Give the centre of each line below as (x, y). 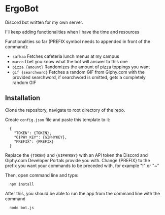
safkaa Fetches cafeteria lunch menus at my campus (66, 56)
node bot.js (22, 208)
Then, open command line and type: (42, 175)
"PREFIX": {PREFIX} (34, 141)
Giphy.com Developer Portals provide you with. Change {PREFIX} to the (78, 160)
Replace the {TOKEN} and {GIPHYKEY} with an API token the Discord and (77, 155)
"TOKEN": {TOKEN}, (33, 133)
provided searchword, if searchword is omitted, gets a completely (79, 77)
